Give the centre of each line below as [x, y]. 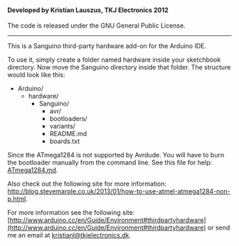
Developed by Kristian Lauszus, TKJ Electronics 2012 [88, 10]
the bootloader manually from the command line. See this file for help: [110, 162]
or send [219, 228]
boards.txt [65, 141]
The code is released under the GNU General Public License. [97, 26]
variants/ [63, 126]
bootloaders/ [68, 119]
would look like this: [36, 75]
